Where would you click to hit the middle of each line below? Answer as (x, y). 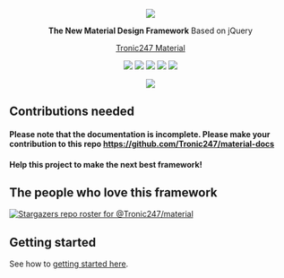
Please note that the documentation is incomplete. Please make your (140, 134)
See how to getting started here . (69, 264)
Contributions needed (72, 112)
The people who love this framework (113, 192)
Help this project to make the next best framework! (106, 164)
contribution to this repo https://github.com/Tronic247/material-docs (142, 143)
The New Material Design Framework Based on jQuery (151, 30)
